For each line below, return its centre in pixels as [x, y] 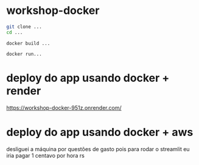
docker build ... [28, 43]
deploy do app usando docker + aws [100, 132]
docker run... [24, 54]
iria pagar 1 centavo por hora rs [46, 155]
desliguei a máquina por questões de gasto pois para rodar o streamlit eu [98, 149]
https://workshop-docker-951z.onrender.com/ [64, 107]
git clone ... [24, 27]
